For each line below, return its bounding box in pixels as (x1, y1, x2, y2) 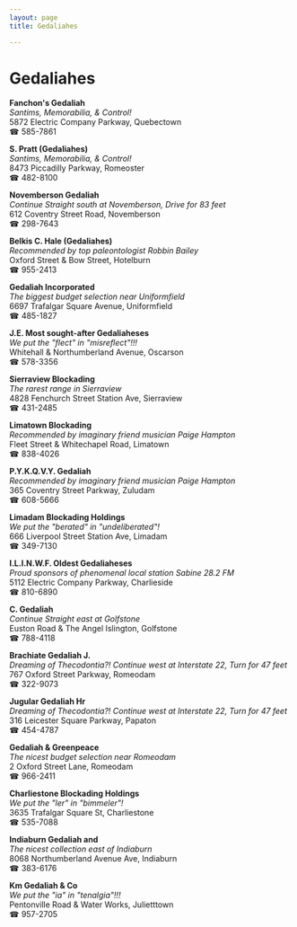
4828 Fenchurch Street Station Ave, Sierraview (9, 393, 183, 404)
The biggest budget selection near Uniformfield (9, 291, 186, 302)
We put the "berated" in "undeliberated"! (9, 522, 160, 533)
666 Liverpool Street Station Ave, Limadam (9, 531, 168, 542)
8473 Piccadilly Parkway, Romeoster (9, 163, 145, 173)
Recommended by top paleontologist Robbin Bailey (9, 245, 199, 256)
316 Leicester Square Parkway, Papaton (9, 715, 157, 726)
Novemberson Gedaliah (9, 190, 100, 200)
